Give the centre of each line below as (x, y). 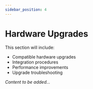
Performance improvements (40, 67)
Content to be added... (28, 82)
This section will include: (30, 47)
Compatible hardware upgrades (44, 57)
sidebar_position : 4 (26, 10)
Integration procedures (35, 62)
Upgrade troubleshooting (37, 72)
